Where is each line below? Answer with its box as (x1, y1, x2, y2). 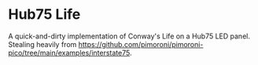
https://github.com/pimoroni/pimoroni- (78, 39, 204, 49)
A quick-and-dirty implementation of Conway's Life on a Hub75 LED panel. (8, 31, 250, 41)
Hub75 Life (8, 5, 81, 23)
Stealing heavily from (8, 39, 77, 49)
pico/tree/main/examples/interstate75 (8, 48, 131, 57)
